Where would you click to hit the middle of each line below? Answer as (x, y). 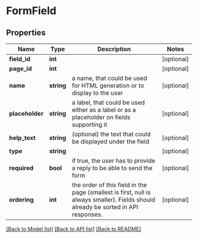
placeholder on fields (101, 117)
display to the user (98, 93)
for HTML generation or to (108, 85)
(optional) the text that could (111, 134)
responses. (87, 214)
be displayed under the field (110, 141)
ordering (22, 200)
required (21, 168)
